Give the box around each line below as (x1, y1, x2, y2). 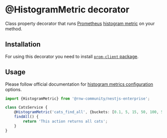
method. (5, 25, 22, 31)
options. (5, 86, 22, 92)
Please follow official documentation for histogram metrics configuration (5, 81, 153, 87)
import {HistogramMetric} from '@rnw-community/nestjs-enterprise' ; (5, 96, 150, 101)
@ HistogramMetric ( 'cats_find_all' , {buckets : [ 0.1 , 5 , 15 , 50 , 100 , (14, 110, 159, 115)
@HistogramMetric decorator (5, 4, 130, 15)
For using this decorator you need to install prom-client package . (5, 53, 139, 59)
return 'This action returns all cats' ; (23, 119, 108, 124)
